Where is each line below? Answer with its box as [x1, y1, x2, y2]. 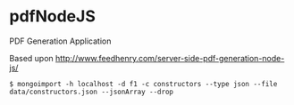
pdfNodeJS [9, 6, 96, 27]
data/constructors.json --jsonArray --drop [9, 87, 174, 96]
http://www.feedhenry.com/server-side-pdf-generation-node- [55, 52, 285, 63]
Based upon [9, 52, 54, 63]
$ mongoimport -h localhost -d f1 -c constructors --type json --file [9, 79, 278, 88]
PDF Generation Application [9, 36, 112, 46]
